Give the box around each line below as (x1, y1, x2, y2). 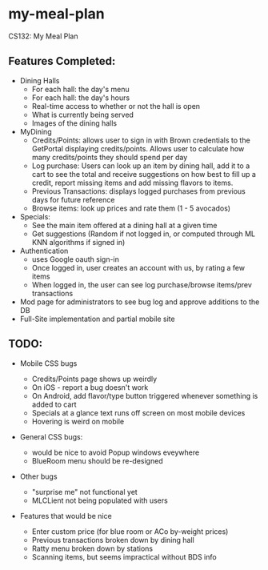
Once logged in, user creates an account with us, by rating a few (31, 263, 246, 272)
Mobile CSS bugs (19, 358, 78, 368)
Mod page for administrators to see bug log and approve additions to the (19, 297, 260, 307)
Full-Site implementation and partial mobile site (19, 314, 175, 323)
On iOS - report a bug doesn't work (31, 382, 149, 392)
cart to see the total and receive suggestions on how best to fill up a (31, 169, 256, 179)
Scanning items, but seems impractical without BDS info (31, 552, 218, 561)
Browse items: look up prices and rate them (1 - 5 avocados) (31, 203, 230, 213)
